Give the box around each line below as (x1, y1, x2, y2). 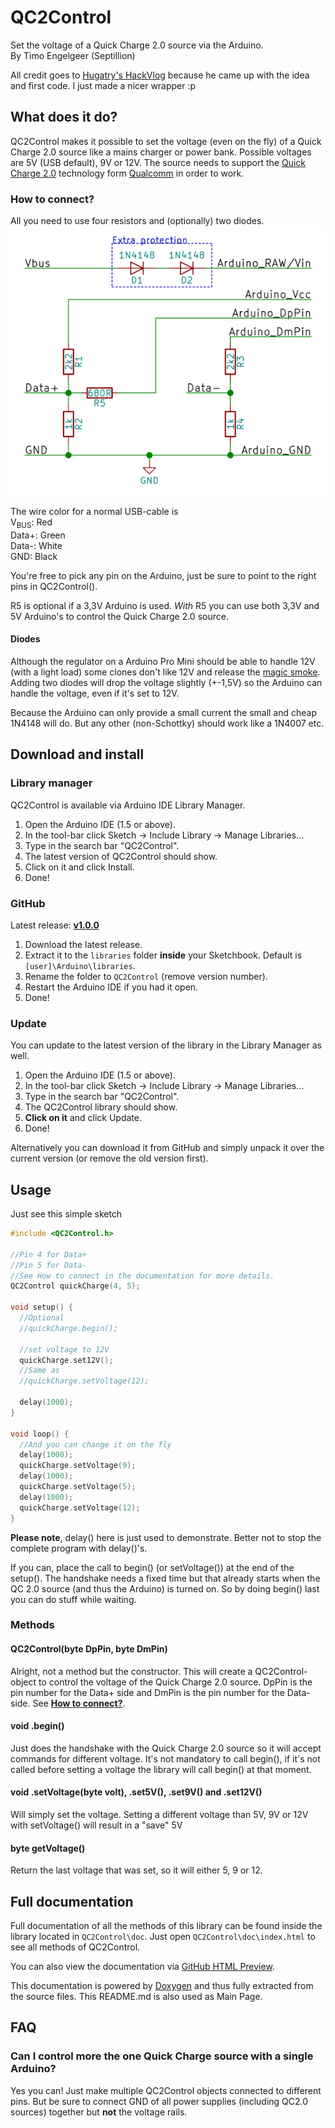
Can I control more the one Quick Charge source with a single (10, 2049, 314, 2063)
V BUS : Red (10, 516, 53, 530)
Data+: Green (10, 529, 66, 541)
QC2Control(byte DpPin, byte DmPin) (10, 1643, 168, 1655)
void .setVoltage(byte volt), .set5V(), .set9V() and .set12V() (10, 1786, 263, 1798)
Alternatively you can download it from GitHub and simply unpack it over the (10, 1142, 325, 1154)
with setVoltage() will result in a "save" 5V (10, 1819, 183, 1831)
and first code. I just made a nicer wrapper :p (10, 79, 197, 91)
